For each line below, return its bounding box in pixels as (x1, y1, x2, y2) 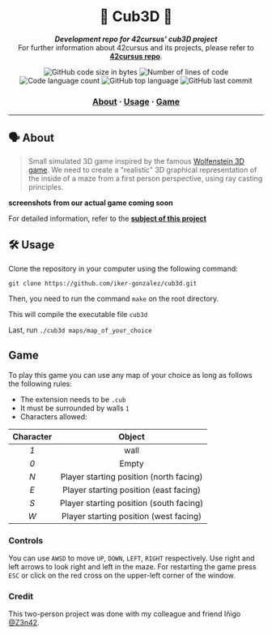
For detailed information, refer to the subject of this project (8, 214, 206, 224)
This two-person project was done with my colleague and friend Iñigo (8, 609, 241, 619)
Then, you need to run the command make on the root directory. (8, 294, 219, 303)
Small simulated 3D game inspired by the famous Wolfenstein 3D (28, 157, 245, 166)
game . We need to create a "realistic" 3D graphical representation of (28, 165, 257, 175)
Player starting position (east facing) (62, 484, 201, 496)
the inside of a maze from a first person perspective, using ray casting (28, 174, 263, 183)
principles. (28, 182, 64, 192)
